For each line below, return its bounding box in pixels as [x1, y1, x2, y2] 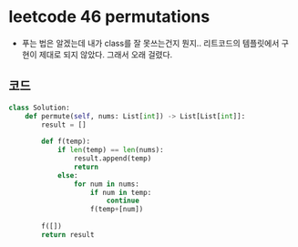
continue [106, 196, 140, 206]
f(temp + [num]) [89, 205, 144, 214]
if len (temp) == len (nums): [57, 146, 165, 155]
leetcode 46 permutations [8, 6, 211, 27]
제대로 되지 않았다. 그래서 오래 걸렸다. [38, 48, 173, 60]
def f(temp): [41, 137, 91, 147]
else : [57, 170, 78, 180]
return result [41, 230, 95, 239]
